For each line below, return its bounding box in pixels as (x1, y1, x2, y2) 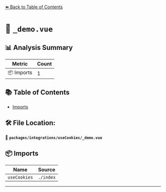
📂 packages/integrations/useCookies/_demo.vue (5, 134, 102, 140)
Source (38, 166, 56, 173)
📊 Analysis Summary (5, 43, 73, 52)
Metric (12, 61, 28, 67)
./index (38, 175, 56, 180)
